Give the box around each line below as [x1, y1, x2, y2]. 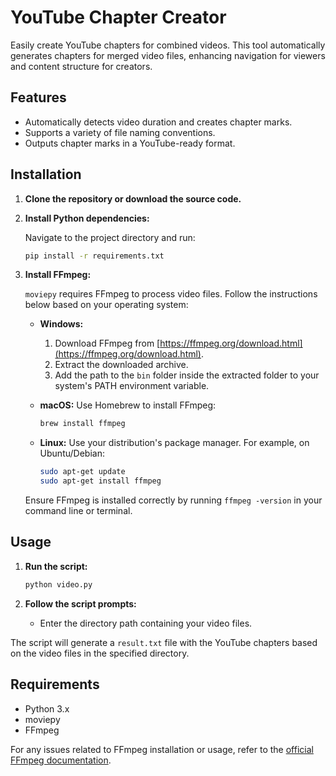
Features [10, 89, 67, 106]
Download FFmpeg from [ [54, 337, 161, 350]
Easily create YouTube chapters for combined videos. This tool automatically [10, 39, 326, 51]
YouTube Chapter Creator [10, 6, 227, 29]
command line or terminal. [24, 505, 133, 517]
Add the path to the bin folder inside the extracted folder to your [54, 369, 320, 381]
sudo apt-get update [39, 467, 126, 477]
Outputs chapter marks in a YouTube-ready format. [24, 137, 236, 149]
